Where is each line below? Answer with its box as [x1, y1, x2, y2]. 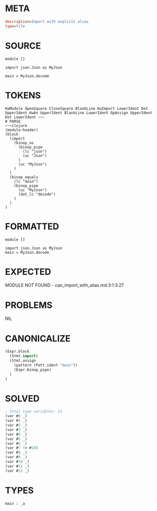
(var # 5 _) [5, 437, 27, 441]
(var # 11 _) [5, 463, 29, 468]
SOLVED [5, 393, 40, 404]
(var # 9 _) [5, 455, 27, 460]
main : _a [5, 501, 26, 506]
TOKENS [5, 90, 41, 101]
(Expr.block [5, 349, 29, 354]
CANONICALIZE [5, 333, 71, 344]
